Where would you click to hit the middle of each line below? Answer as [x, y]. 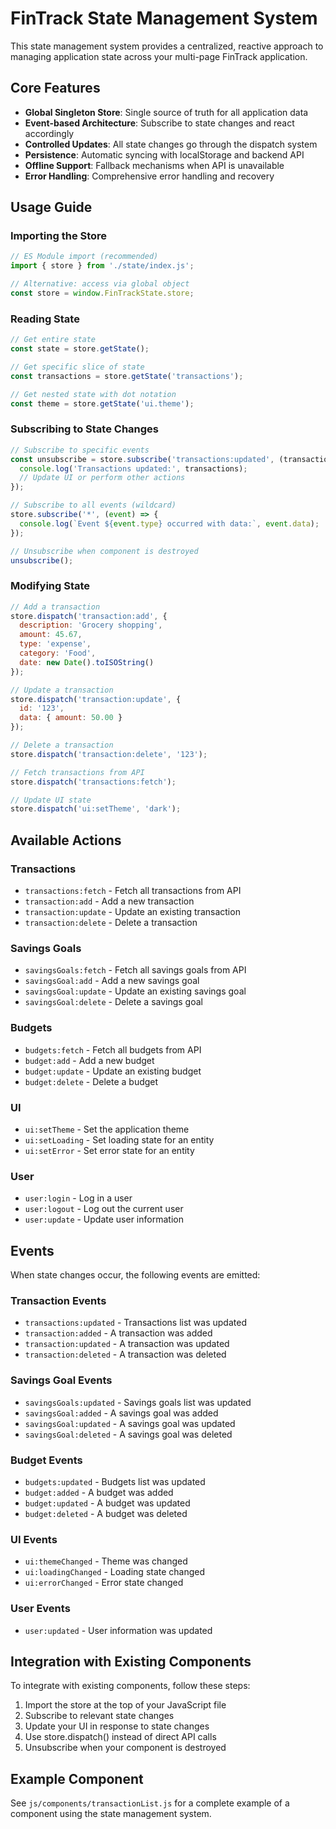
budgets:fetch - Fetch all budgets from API [113, 1049]
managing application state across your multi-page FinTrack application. [159, 56]
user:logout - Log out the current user [104, 1209]
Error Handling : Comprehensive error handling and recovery [149, 176]
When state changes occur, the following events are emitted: [135, 1275]
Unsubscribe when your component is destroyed [125, 1748]
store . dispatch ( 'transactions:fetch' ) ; [93, 782]
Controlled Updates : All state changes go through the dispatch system [171, 144]
